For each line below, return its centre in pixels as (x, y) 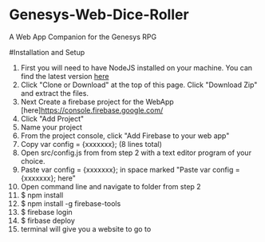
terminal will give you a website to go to (86, 228)
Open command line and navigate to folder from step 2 (111, 186)
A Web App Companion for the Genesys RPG (83, 37)
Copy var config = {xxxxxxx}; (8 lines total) (91, 144)
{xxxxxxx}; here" (48, 178)
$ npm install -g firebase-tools (71, 203)
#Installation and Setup (47, 52)
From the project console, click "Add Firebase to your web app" (125, 135)
